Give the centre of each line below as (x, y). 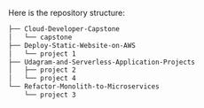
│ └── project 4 (42, 79)
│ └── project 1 (42, 54)
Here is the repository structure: (67, 13)
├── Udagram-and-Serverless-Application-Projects (102, 62)
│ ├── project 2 (42, 70)
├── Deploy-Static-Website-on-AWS (72, 45)
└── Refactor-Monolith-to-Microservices (84, 87)
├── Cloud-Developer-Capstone (64, 29)
